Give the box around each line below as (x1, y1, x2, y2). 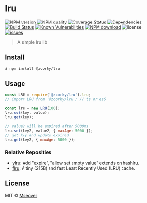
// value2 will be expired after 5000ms (5, 123, 89, 129)
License (5, 180, 30, 188)
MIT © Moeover (5, 192, 38, 198)
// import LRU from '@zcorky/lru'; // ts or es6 (5, 97, 106, 102)
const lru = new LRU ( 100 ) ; (5, 106, 60, 111)
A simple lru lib (17, 39, 48, 45)
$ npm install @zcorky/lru (5, 66, 60, 71)
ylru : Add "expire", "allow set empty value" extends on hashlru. (12, 160, 140, 166)
